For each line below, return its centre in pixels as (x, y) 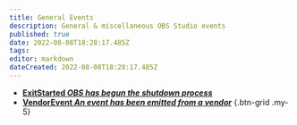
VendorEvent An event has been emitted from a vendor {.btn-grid (146, 102)
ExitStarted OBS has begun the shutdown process (117, 92)
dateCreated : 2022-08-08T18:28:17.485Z (84, 68)
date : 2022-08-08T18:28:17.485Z (69, 42)
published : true (39, 34)
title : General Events (51, 17)
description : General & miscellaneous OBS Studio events (118, 26)
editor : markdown (42, 59)
